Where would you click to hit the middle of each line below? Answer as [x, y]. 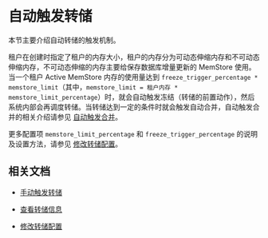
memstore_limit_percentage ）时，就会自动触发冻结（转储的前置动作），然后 [132, 97]
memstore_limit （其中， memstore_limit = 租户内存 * [93, 87]
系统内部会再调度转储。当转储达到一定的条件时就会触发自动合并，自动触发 [130, 107]
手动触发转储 [41, 192]
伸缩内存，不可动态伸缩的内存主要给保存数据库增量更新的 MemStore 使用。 [132, 67]
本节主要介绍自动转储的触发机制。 [64, 40]
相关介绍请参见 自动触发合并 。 [72, 117]
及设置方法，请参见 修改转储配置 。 [65, 144]
